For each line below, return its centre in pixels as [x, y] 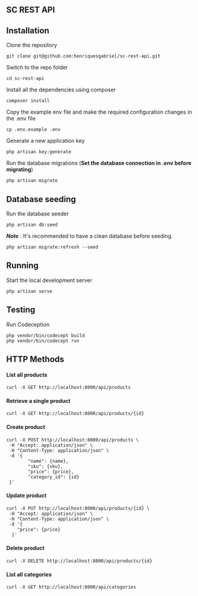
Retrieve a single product [38, 401]
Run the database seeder [38, 214]
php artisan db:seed [32, 225]
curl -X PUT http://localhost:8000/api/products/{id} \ [78, 508]
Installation [28, 31]
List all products [27, 375]
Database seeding [41, 199]
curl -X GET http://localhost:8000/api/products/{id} [75, 414]
